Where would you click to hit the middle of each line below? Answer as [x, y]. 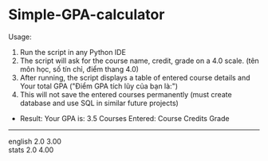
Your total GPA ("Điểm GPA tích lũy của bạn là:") [99, 86]
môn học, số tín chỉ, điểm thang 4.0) [79, 69]
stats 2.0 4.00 [31, 150]
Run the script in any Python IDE [73, 52]
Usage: [20, 37]
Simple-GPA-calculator [87, 15]
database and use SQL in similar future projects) [99, 103]
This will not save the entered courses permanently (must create [126, 94]
